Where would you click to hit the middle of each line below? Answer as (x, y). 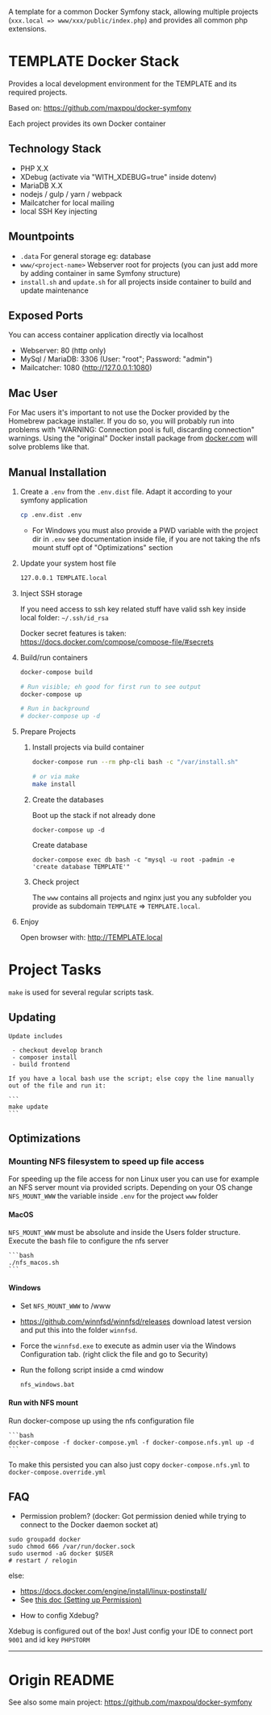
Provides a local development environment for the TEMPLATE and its (123, 83)
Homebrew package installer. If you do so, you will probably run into (121, 421)
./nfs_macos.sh (34, 1263)
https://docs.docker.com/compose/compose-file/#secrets (117, 641)
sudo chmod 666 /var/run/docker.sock (72, 1547)
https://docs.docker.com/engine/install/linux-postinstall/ (113, 1592)
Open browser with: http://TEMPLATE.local (91, 937)
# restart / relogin (43, 1561)
